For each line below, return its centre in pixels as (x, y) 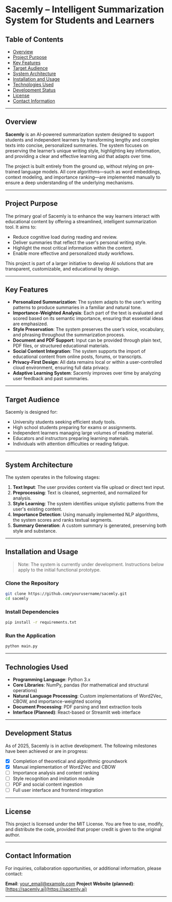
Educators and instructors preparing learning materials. (71, 438)
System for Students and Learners (80, 20)
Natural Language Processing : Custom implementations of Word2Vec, (88, 696)
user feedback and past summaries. (51, 379)
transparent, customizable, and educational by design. (63, 269)
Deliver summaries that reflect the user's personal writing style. (80, 242)
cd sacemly (17, 599)
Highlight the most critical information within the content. (73, 247)
